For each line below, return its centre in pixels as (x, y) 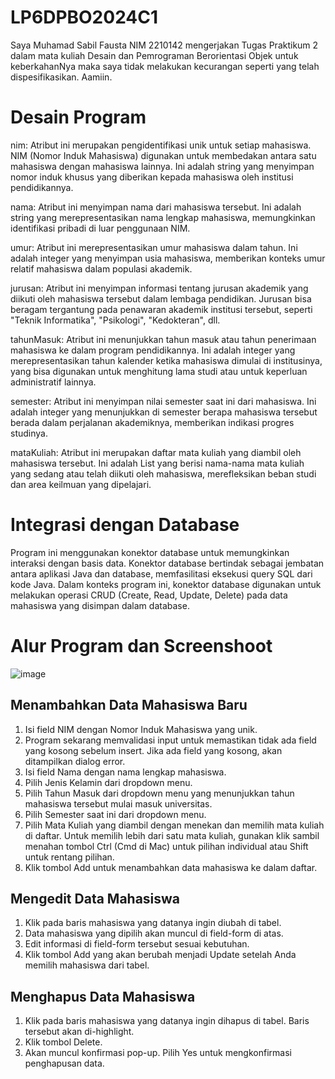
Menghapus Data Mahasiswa (103, 996)
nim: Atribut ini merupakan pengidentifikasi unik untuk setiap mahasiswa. (161, 145)
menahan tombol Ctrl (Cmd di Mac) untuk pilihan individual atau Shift (166, 846)
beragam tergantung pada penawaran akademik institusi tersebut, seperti (161, 309)
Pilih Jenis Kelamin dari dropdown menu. (108, 782)
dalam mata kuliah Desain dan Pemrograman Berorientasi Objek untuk (154, 55)
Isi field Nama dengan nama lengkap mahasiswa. (125, 772)
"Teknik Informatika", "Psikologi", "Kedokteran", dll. (115, 320)
